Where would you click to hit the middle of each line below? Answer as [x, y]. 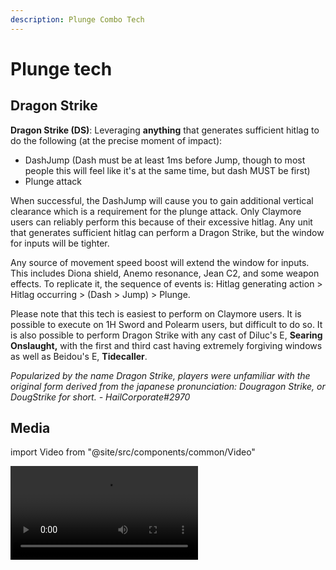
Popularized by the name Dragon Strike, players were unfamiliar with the [160, 375]
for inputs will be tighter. [60, 243]
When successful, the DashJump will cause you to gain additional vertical [162, 200]
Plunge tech [61, 68]
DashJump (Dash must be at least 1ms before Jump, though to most [165, 160]
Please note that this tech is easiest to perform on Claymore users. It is [156, 313]
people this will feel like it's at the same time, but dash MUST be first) [167, 170]
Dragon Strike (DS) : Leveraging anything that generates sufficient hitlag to [165, 130]
